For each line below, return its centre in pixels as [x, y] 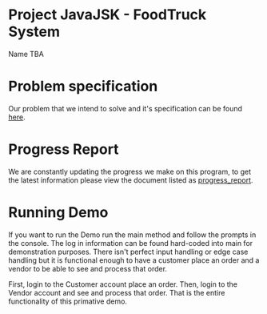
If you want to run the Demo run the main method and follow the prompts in [132, 235]
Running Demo [58, 212]
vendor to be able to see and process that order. [88, 268]
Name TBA [26, 54]
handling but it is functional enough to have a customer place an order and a [134, 260]
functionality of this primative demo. [68, 301]
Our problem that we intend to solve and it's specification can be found [125, 108]
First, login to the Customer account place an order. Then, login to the [123, 284]
